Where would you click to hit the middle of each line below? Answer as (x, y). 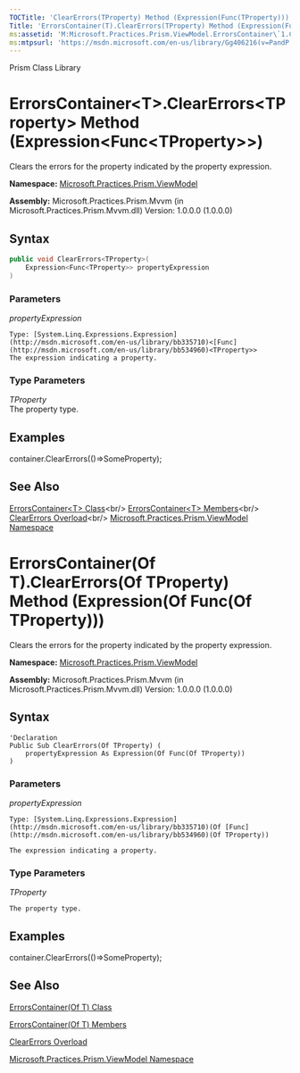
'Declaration (33, 737)
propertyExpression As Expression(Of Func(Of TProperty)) (135, 753)
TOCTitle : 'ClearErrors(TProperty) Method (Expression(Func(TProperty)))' (151, 17)
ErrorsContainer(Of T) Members (68, 1024)
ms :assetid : (31, 34)
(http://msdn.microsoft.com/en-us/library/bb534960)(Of (115, 835)
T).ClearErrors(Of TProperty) (119, 582)
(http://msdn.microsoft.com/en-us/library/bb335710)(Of (115, 827)
